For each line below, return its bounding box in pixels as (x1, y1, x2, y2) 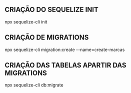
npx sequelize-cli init (4, 18, 47, 24)
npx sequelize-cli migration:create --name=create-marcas (4, 46, 125, 52)
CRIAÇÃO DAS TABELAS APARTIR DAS (4, 61, 126, 69)
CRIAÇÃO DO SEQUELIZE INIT (4, 5, 98, 14)
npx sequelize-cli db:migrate (4, 82, 63, 88)
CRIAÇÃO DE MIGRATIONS (4, 33, 89, 42)
